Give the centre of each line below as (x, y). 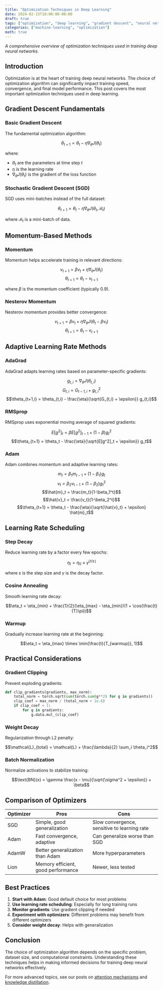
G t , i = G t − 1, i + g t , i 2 (81, 390)
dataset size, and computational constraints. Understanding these (71, 957)
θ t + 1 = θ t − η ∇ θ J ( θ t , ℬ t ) (81, 209)
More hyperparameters (119, 853)
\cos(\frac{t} (145, 606)
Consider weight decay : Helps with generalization (62, 925)
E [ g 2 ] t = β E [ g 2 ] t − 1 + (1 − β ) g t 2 (81, 432)
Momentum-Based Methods (49, 236)
